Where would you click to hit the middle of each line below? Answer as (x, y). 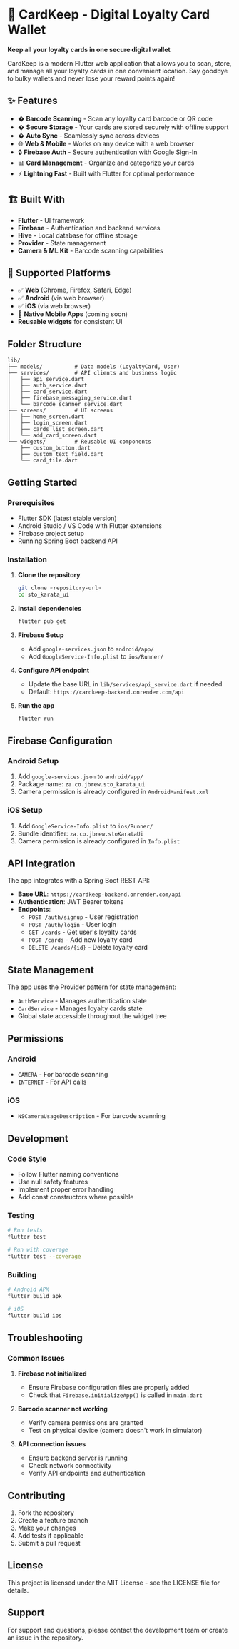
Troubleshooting (45, 1338)
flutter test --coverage (44, 1256)
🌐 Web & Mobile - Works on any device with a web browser (106, 143)
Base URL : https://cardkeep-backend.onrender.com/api (100, 894)
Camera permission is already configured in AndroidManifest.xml (113, 792)
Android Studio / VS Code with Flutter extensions (90, 526)
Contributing (36, 1495)
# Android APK (29, 1290)
